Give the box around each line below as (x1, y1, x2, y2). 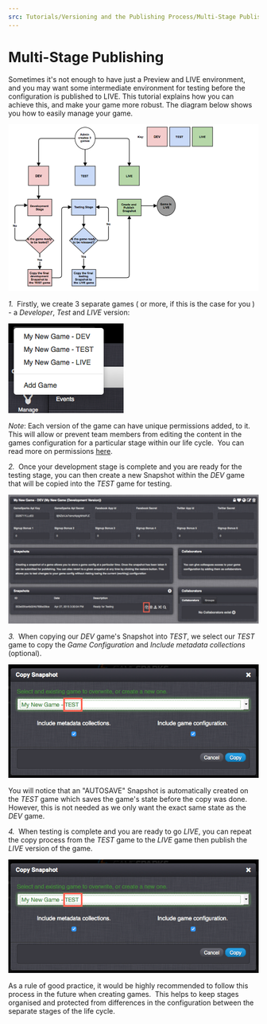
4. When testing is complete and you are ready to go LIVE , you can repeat (8, 827, 252, 836)
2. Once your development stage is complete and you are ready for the (8, 462, 242, 471)
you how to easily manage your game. (8, 108, 133, 118)
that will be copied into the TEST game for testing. (8, 479, 172, 489)
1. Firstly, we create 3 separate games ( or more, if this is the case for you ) (8, 299, 256, 309)
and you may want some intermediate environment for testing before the (8, 83, 246, 92)
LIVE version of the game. (8, 844, 93, 854)
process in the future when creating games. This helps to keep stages (8, 989, 239, 999)
